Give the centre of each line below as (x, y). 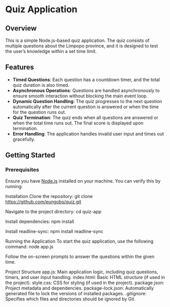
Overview (21, 28)
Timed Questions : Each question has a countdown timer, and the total (86, 80)
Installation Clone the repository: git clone (49, 196)
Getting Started (30, 155)
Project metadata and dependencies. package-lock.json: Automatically (80, 288)
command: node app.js (29, 246)
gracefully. (24, 139)
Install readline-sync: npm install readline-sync (54, 231)
